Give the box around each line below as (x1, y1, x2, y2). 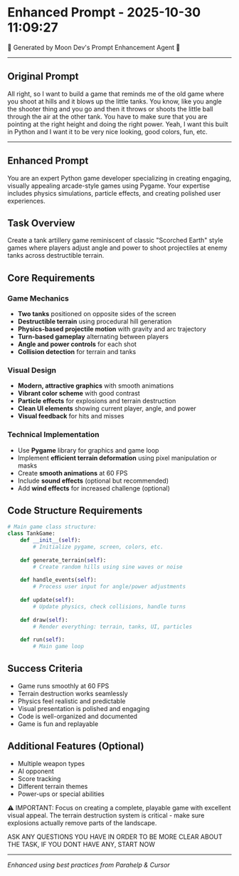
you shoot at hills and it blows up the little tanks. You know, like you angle (7, 97, 223, 106)
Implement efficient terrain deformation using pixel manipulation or (17, 453, 217, 462)
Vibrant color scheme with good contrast (17, 389, 140, 398)
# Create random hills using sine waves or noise (33, 563, 183, 570)
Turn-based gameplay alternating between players (17, 333, 169, 341)
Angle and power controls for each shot (17, 340, 137, 348)
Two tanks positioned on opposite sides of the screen (17, 310, 176, 318)
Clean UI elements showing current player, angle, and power (17, 404, 197, 413)
